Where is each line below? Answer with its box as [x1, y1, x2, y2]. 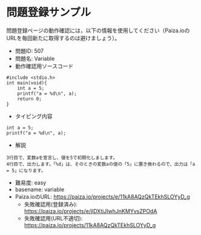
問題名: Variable [15, 55, 55, 62]
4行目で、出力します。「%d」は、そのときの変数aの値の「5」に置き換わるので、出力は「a [6, 161, 196, 167]
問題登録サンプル [6, 5, 91, 19]
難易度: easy [15, 179, 47, 186]
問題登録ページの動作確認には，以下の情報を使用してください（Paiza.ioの [6, 27, 190, 34]
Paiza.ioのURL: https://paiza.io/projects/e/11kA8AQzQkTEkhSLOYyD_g [15, 192, 191, 200]
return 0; [17, 95, 42, 102]
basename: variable [15, 186, 65, 193]
